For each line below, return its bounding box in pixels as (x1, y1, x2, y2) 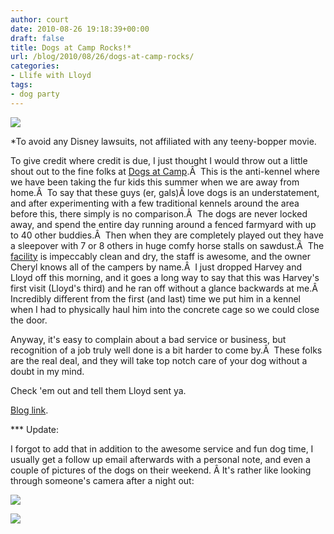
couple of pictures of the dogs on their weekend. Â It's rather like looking (10, 464, 312, 476)
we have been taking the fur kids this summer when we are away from (10, 176, 300, 188)
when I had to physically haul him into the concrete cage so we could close (10, 303, 320, 315)
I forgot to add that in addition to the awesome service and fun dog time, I (10, 442, 314, 455)
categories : (10, 61, 60, 71)
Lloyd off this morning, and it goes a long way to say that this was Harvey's (10, 271, 320, 283)
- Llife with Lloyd (10, 71, 92, 81)
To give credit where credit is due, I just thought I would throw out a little (10, 154, 308, 166)
